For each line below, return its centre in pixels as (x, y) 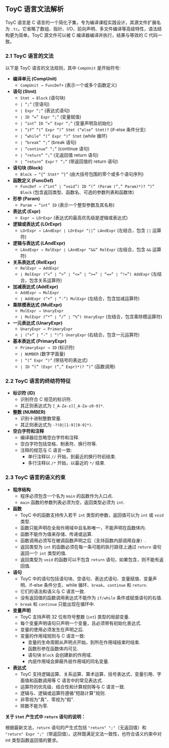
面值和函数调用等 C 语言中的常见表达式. (61, 680)
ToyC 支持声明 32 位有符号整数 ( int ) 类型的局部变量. (75, 617)
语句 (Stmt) (24, 92)
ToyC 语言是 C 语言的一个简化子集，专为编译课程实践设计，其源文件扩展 (81, 22)
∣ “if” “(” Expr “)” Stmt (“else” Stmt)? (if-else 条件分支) (83, 130)
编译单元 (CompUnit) (35, 79)
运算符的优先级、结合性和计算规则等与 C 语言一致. (73, 686)
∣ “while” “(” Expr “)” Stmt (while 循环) (64, 136)
